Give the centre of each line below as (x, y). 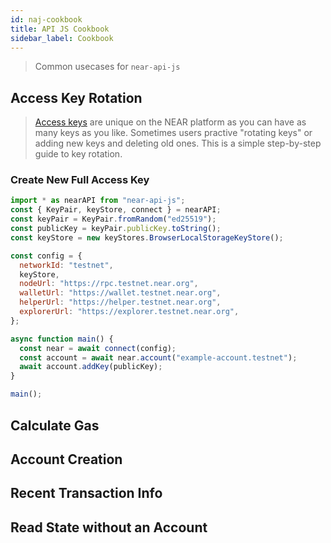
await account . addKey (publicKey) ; (91, 367)
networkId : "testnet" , (66, 265)
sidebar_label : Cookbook (62, 38)
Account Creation (66, 459)
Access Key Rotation (76, 97)
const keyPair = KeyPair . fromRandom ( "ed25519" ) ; (113, 219)
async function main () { (62, 339)
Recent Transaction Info (86, 493)
